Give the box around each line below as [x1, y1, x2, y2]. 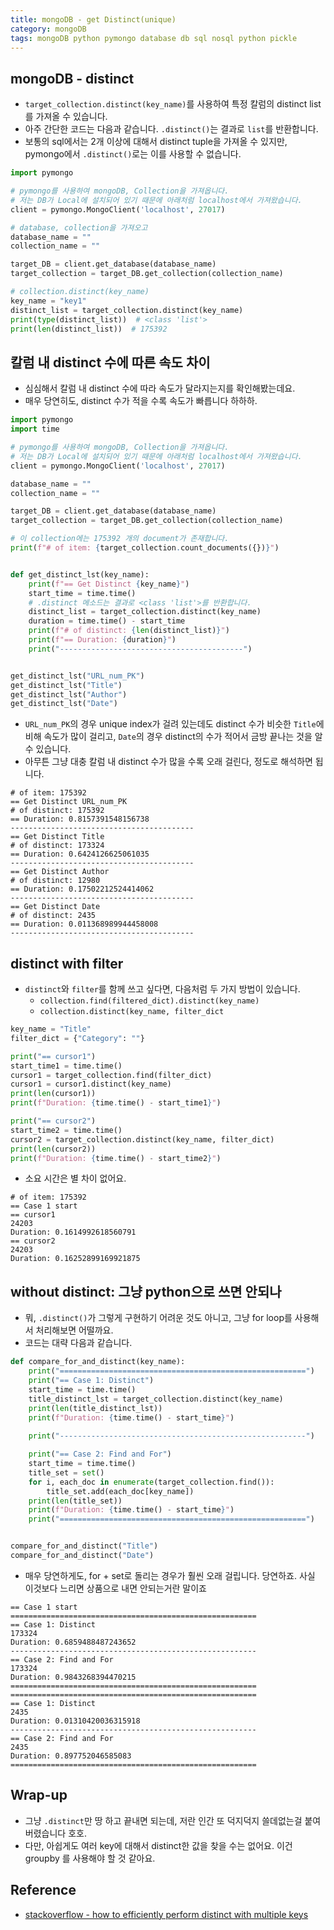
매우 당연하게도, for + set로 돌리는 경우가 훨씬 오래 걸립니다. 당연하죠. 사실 [24, 1569, 316, 1581]
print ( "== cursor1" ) [10, 1051, 97, 1061]
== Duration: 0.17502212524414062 [10, 884, 155, 895]
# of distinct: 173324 [10, 841, 105, 851]
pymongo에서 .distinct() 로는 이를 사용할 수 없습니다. [24, 148, 242, 160]
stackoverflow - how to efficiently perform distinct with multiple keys [24, 1908, 309, 1920]
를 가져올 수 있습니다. [24, 111, 108, 123]
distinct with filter [10, 955, 124, 972]
